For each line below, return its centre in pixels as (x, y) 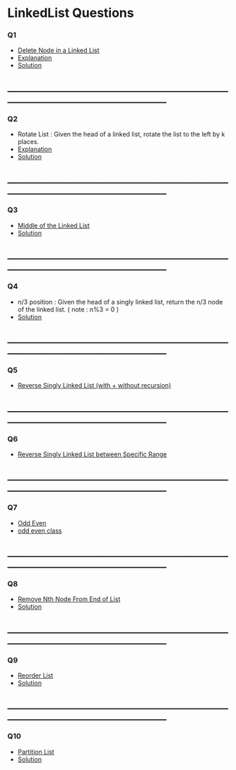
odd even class (40, 531)
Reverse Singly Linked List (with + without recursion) (94, 386)
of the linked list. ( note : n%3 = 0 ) (68, 309)
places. (28, 142)
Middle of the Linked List (53, 225)
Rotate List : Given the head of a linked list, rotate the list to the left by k (121, 134)
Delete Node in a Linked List (59, 50)
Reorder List (35, 675)
